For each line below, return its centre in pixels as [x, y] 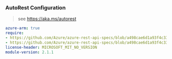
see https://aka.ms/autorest [47, 19]
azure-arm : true [23, 28]
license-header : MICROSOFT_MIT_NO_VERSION [51, 47]
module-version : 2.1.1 [29, 52]
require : [15, 33]
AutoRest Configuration [36, 8]
